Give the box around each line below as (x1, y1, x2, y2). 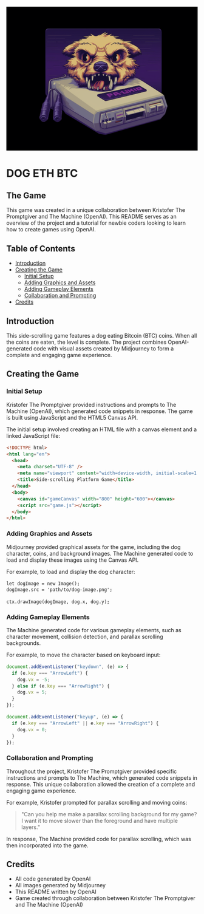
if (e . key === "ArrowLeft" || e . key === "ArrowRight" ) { (12, 720, 159, 726)
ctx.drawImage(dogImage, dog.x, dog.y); (6, 599, 110, 605)
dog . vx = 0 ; (17, 726, 47, 732)
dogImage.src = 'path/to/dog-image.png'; (6, 587, 113, 593)
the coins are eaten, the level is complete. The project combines (6, 338, 167, 346)
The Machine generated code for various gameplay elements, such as (6, 626, 182, 633)
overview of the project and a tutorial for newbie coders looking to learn (6, 219, 186, 227)
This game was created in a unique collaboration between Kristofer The (6, 206, 186, 214)
